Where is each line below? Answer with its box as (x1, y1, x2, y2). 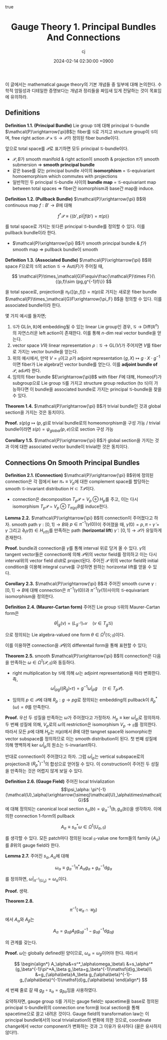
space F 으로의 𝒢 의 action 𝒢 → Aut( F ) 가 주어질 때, (5, 263, 104, 270)
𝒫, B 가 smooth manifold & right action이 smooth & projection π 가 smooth (12, 156, 160, 162)
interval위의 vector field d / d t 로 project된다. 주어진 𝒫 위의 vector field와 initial (5, 557, 159, 564)
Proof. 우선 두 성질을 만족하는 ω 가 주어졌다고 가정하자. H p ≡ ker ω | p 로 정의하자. (5, 714, 161, 722)
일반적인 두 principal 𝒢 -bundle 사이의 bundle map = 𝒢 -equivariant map (12, 179, 157, 185)
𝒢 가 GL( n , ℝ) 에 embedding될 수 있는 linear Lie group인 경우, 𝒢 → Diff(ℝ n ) (12, 323, 159, 329)
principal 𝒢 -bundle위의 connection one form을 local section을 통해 (5, 1005, 140, 1011)
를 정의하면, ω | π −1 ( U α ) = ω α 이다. (5, 876, 68, 884)
